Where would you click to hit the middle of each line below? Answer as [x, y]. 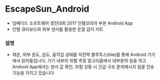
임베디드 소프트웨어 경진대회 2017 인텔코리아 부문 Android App [72, 23]
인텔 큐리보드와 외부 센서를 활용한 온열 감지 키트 [58, 29]
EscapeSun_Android [47, 9]
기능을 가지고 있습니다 [33, 73]
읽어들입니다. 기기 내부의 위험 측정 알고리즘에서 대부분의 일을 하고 [84, 61]
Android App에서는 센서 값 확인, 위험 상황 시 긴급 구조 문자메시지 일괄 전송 [83, 67]
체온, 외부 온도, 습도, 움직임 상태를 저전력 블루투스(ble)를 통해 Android [79, 55]
